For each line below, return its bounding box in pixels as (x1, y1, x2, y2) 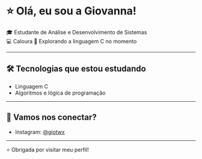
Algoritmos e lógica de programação (14, 89, 106, 96)
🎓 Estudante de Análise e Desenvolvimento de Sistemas (6, 28, 147, 36)
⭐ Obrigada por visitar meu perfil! (6, 146, 89, 153)
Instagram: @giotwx (14, 128, 65, 136)
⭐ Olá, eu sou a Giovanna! (6, 4, 137, 18)
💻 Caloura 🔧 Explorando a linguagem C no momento (6, 37, 137, 45)
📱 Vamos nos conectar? (6, 112, 97, 123)
